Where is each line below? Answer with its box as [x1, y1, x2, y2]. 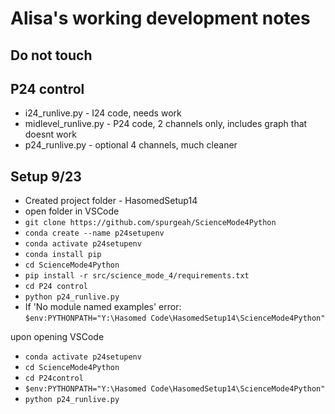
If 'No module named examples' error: [24, 301, 182, 313]
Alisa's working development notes [10, 7, 311, 30]
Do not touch [10, 47, 93, 64]
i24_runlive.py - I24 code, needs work [24, 107, 182, 119]
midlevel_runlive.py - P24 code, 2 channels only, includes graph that [24, 118, 308, 130]
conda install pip [24, 250, 102, 260]
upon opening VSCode [10, 331, 105, 343]
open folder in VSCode [24, 205, 120, 217]
